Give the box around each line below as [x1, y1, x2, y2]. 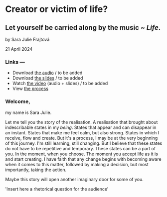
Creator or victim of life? [5, 3, 108, 15]
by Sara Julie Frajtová [5, 36, 50, 42]
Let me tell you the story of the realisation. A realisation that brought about [5, 119, 158, 125]
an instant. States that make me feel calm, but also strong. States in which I [5, 129, 160, 135]
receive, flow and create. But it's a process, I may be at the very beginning [5, 135, 158, 141]
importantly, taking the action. [5, 167, 67, 173]
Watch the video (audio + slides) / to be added [12, 81, 108, 87]
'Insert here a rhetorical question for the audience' [5, 186, 109, 192]
